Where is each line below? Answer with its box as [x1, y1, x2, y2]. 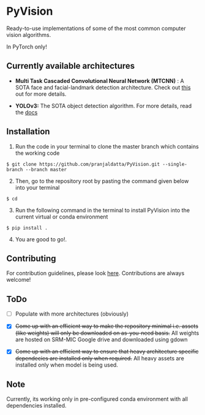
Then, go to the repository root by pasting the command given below [15, 177, 189, 185]
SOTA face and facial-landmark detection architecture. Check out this [15, 83, 191, 91]
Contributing [6, 253, 56, 263]
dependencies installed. [6, 402, 67, 409]
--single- [162, 161, 188, 167]
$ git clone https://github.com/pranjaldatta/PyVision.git [6, 161, 160, 167]
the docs [15, 109, 38, 116]
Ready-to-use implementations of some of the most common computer [6, 25, 186, 32]
